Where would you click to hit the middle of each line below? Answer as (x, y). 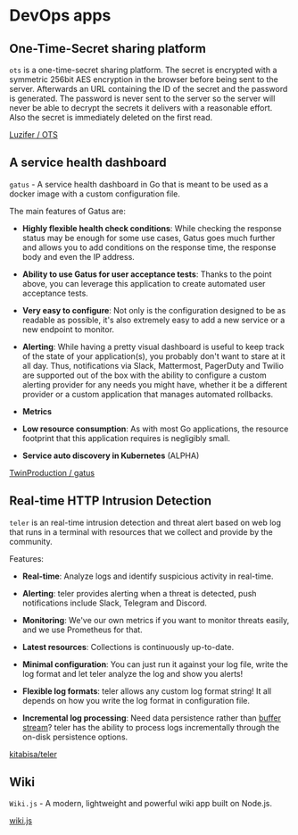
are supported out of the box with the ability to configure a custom (144, 375)
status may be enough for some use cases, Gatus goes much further (149, 238)
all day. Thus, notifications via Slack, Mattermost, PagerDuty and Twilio (153, 365)
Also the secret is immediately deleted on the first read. (111, 117)
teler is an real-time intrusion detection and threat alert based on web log (145, 522)
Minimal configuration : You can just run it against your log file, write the (155, 664)
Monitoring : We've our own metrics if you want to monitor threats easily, (156, 620)
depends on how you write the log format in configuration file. (136, 700)
